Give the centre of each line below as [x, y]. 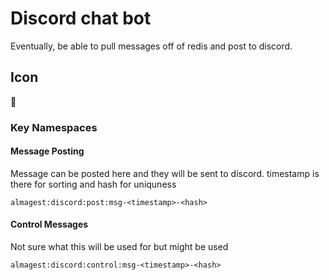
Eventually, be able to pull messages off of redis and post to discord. [151, 46]
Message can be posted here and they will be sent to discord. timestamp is [165, 173]
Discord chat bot [81, 18]
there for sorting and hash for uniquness [93, 184]
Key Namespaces [54, 127]
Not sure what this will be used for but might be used [119, 247]
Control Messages [49, 224]
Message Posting [47, 151]
